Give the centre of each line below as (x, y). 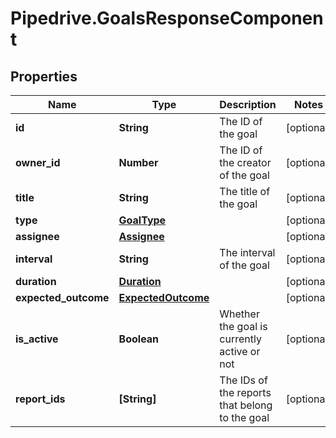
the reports (245, 392)
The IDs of (243, 380)
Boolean (139, 339)
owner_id (38, 162)
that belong (246, 405)
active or (240, 351)
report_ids (40, 399)
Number (138, 162)
